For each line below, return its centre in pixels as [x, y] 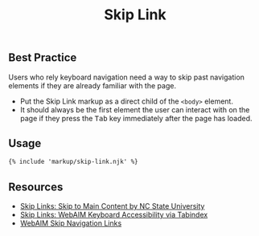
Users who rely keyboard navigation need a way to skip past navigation [127, 77]
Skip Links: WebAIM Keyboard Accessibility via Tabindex [114, 215]
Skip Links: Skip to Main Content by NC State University [112, 206]
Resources [36, 187]
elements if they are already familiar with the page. [92, 85]
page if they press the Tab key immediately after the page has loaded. [136, 118]
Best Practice [43, 58]
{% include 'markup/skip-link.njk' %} [73, 162]
